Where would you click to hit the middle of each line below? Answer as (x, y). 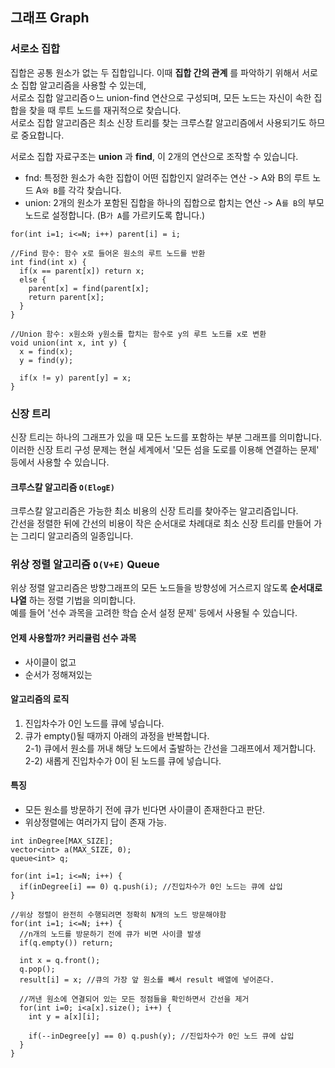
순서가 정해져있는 (58, 674)
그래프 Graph (50, 18)
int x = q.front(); (60, 961)
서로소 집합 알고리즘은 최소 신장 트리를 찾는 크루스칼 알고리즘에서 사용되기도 (158, 122)
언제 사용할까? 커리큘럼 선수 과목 (73, 638)
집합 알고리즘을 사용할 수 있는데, (83, 85)
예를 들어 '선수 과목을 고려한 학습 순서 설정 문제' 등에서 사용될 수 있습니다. (154, 613)
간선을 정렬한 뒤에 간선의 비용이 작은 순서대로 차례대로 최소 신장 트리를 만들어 (161, 524)
